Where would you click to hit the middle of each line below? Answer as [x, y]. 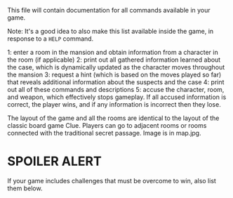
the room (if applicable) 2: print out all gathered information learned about [114, 60]
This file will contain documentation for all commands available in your [109, 10]
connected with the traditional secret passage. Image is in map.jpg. [104, 133]
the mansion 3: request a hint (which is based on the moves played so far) [114, 74]
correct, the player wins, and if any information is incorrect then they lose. [114, 104]
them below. [25, 188]
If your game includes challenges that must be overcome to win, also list [112, 180]
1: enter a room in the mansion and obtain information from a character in [113, 52]
